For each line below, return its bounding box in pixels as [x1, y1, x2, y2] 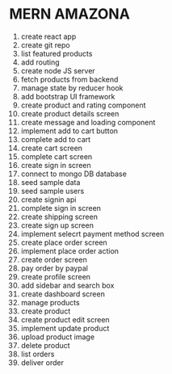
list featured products [20, 48, 93, 58]
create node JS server [20, 65, 95, 75]
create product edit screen [20, 314, 110, 324]
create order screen [20, 254, 87, 264]
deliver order [20, 357, 64, 368]
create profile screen [20, 271, 91, 281]
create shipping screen [20, 212, 98, 221]
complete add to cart [20, 134, 91, 144]
